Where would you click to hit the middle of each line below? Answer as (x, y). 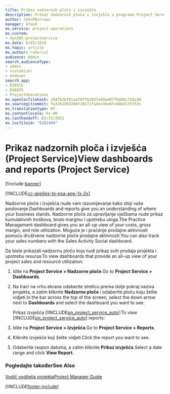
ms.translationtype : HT (30, 109)
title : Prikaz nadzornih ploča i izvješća (51, 10)
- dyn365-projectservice (31, 38)
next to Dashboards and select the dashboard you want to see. (79, 302)
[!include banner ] (23, 183)
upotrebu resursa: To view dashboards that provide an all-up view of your (81, 256)
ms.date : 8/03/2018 (26, 43)
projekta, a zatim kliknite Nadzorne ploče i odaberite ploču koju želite (85, 292)
